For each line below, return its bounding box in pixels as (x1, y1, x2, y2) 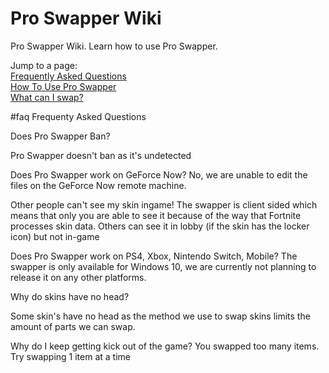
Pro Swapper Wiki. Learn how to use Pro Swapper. (10, 40, 218, 52)
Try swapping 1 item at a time (10, 350, 131, 362)
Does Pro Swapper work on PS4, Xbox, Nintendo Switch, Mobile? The (10, 250, 298, 262)
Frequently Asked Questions (10, 70, 127, 82)
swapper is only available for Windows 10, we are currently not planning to (10, 260, 317, 272)
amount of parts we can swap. (10, 320, 136, 332)
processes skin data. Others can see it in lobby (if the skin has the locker (10, 220, 310, 232)
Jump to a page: (10, 59, 78, 71)
